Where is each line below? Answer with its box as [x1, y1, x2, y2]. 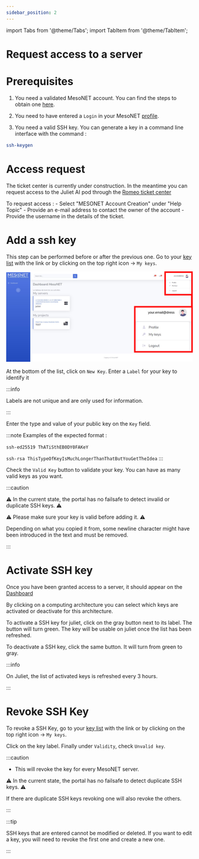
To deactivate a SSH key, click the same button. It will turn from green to [6, 643, 182, 650]
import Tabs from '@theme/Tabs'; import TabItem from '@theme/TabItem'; [6, 27, 188, 34]
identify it [6, 374, 30, 381]
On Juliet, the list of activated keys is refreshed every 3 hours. [6, 672, 158, 679]
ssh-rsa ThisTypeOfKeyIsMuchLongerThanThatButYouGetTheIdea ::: [6, 454, 164, 462]
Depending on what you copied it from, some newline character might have [6, 525, 190, 532]
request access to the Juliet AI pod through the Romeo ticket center [6, 188, 172, 196]
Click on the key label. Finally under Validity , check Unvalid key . [6, 742, 166, 750]
